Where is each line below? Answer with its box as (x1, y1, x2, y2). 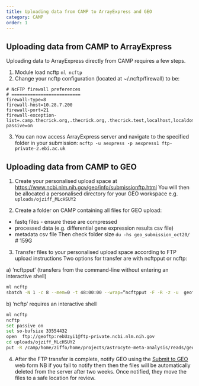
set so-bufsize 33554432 (6, 328, 68, 334)
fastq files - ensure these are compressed (14, 218, 117, 225)
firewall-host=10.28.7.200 (6, 102, 73, 108)
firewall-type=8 (6, 97, 46, 103)
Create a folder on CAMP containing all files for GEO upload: (14, 207, 162, 214)
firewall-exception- (6, 112, 57, 118)
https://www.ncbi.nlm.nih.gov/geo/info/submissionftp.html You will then (14, 184, 190, 191)
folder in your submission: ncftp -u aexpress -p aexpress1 (14, 140, 159, 147)
